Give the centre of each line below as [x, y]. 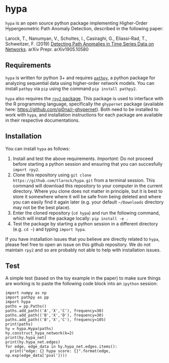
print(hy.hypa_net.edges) [33, 342]
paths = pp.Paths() [26, 307]
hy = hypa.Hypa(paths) [29, 329]
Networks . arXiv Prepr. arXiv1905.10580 [47, 49]
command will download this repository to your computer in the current [88, 186]
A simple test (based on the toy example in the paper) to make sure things [83, 278]
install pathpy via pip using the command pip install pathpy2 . [71, 88]
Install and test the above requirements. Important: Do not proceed [83, 158]
